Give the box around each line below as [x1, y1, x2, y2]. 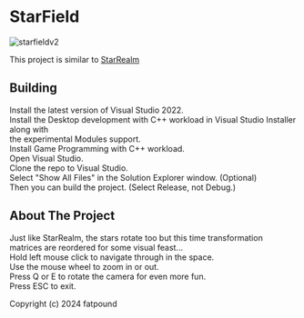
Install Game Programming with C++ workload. [9, 143, 185, 154]
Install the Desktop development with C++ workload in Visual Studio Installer [9, 114, 297, 124]
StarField [9, 6, 80, 27]
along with [9, 124, 49, 134]
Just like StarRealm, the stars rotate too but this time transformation [9, 232, 264, 243]
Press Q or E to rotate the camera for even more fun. [9, 271, 207, 282]
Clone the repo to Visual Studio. [9, 162, 129, 174]
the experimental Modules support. [9, 134, 141, 144]
